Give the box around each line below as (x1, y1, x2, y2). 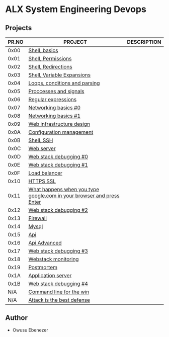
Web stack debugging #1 (28, 161, 88, 168)
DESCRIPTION (127, 39, 161, 45)
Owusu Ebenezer (12, 327, 49, 333)
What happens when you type (28, 186, 100, 193)
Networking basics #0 (28, 104, 81, 111)
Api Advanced (28, 239, 62, 246)
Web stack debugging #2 (28, 207, 88, 213)
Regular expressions (28, 96, 77, 103)
